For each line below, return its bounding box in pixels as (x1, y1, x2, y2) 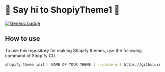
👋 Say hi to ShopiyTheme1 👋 (5, 4, 120, 16)
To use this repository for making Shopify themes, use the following (5, 47, 142, 53)
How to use (5, 35, 40, 43)
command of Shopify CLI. (5, 53, 57, 58)
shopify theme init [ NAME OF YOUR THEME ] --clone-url (5, 62, 122, 67)
